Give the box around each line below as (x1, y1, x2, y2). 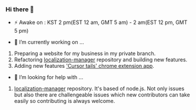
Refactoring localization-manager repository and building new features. (14, 56, 188, 63)
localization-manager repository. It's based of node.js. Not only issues (14, 85, 185, 92)
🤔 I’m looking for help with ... (14, 74, 84, 81)
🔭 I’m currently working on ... (14, 39, 84, 46)
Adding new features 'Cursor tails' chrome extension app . (14, 63, 154, 70)
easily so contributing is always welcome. (14, 98, 115, 105)
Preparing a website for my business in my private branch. (14, 50, 156, 57)
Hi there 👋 (5, 5, 35, 13)
